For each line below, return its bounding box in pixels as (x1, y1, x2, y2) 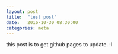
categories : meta (6, 25, 49, 31)
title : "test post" (6, 14, 58, 20)
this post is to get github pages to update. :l (6, 41, 113, 48)
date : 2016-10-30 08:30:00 (6, 19, 78, 25)
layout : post (6, 8, 39, 15)
